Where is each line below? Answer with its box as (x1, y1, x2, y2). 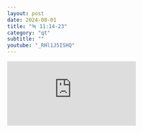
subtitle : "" (7, 36, 45, 43)
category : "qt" (7, 29, 51, 36)
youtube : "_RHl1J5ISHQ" (7, 42, 75, 49)
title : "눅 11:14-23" (7, 23, 67, 30)
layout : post (7, 10, 45, 17)
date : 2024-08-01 (7, 16, 57, 23)
